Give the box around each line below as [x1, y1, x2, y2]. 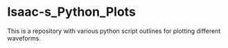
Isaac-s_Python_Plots [7, 4, 137, 20]
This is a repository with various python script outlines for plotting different [7, 27, 221, 35]
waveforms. [7, 34, 42, 42]
